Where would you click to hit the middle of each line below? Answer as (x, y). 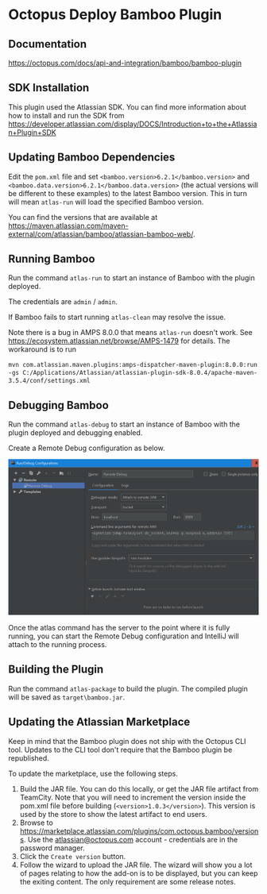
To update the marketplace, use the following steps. (93, 773)
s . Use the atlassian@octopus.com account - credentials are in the (129, 839)
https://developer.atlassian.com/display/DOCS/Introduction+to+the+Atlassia (133, 124)
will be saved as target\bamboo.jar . (67, 697)
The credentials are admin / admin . (63, 302)
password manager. (52, 848)
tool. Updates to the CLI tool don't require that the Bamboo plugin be (120, 749)
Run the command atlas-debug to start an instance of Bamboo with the (124, 424)
